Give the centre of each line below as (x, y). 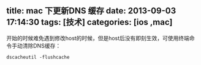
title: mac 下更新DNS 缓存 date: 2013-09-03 (91, 11)
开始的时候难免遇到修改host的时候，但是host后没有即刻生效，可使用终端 (98, 38)
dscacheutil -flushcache (38, 57)
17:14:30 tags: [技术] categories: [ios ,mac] (89, 22)
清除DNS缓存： (42, 46)
